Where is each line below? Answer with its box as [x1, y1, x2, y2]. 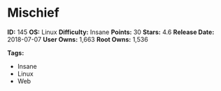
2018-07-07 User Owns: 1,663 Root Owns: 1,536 [7, 35, 148, 43]
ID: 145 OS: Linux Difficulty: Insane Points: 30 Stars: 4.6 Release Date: [7, 28, 215, 36]
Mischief [7, 5, 59, 21]
